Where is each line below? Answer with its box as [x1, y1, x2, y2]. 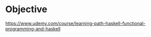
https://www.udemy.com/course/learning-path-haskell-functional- [5, 20, 146, 26]
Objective [5, 4, 48, 15]
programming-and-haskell [5, 25, 60, 31]
